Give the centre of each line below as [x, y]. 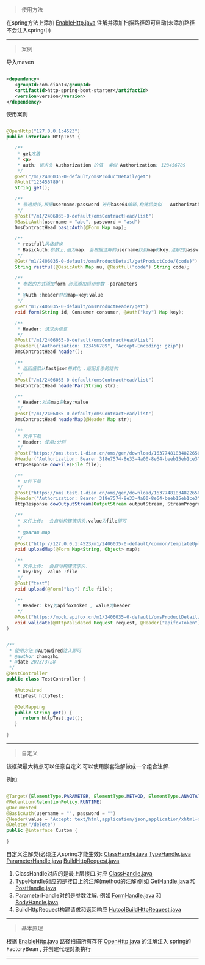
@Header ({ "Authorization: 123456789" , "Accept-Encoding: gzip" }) [99, 346]
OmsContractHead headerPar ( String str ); [67, 385]
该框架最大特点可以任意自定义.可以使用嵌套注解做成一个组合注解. [88, 766]
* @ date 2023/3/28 [32, 662]
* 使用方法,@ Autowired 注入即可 [45, 651]
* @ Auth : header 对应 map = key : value [60, 295]
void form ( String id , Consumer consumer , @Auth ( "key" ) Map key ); [99, 312]
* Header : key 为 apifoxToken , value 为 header [74, 606]
